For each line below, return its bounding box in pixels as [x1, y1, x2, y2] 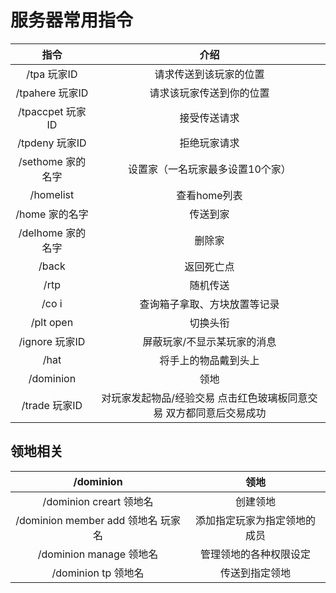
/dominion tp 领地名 [51, 566, 145, 580]
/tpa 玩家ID [26, 67, 78, 81]
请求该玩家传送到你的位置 [149, 86, 270, 100]
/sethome [18, 154, 63, 168]
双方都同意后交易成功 [165, 406, 267, 420]
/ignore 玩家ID [18, 334, 86, 348]
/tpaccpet [17, 104, 64, 118]
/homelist [29, 187, 75, 201]
